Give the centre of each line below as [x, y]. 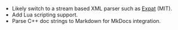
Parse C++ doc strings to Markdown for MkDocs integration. [86, 21]
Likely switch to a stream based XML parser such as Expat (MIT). [92, 9]
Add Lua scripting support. [45, 15]
